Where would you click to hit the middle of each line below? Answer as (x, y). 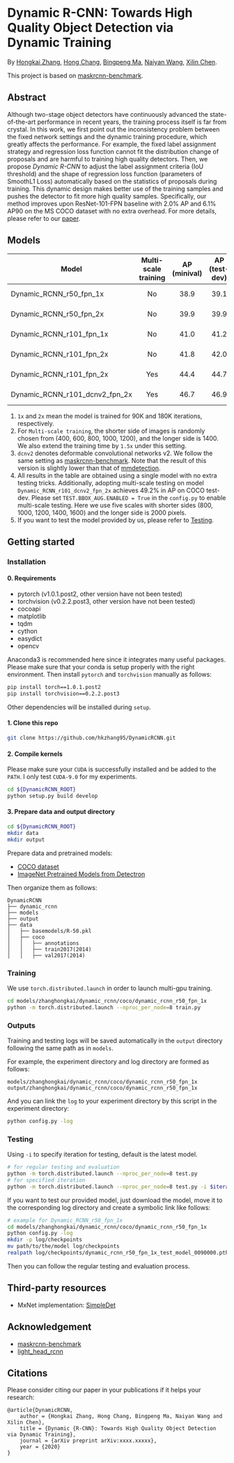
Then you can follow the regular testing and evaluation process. (99, 1266)
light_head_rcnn (40, 1351)
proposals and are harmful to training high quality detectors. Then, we (108, 159)
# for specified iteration (46, 1180)
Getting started (41, 542)
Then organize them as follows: (52, 887)
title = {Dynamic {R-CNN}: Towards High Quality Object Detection (118, 1429)
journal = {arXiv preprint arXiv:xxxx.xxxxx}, (88, 1441)
